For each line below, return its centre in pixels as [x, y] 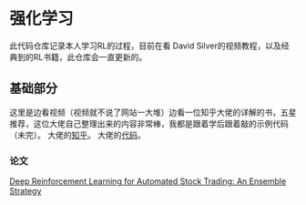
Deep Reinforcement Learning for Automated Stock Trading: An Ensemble [148, 181]
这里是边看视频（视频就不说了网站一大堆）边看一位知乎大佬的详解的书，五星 [153, 112]
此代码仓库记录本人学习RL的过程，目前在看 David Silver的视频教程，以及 [146, 46]
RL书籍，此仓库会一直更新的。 [90, 56]
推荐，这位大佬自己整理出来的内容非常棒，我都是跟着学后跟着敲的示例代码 [149, 123]
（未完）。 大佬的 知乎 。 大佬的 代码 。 [77, 135]
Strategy [25, 191]
